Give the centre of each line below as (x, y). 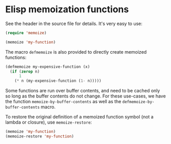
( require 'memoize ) (26, 33)
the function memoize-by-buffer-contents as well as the (63, 102)
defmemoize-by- (138, 102)
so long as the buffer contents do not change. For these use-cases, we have (86, 96)
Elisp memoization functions (67, 9)
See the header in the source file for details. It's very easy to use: (74, 23)
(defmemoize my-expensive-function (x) (48, 67)
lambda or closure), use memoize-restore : (48, 122)
